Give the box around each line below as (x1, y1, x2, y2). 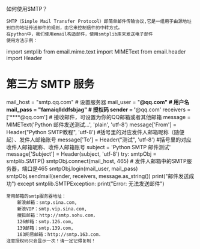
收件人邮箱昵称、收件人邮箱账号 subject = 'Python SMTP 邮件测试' (6, 143, 171, 150)
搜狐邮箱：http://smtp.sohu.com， (17, 212, 98, 218)
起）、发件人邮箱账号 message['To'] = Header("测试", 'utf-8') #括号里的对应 (6, 136, 192, 143)
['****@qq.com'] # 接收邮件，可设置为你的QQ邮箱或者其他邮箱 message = (6, 113, 191, 120)
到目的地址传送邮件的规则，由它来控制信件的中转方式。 (6, 25, 123, 31)
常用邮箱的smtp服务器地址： (6, 193, 67, 199)
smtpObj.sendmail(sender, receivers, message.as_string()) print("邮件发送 (6, 172, 189, 179)
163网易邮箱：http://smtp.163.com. (17, 231, 102, 238)
